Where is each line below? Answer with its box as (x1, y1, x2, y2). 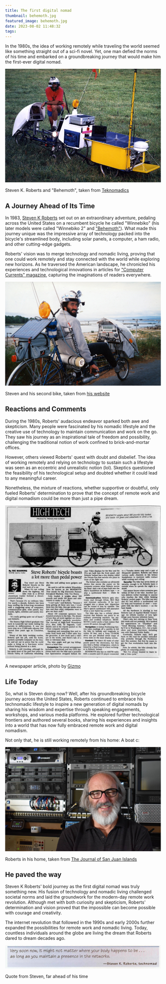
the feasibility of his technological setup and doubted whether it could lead (5, 470, 158, 476)
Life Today (5, 677, 38, 686)
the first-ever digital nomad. (5, 59, 62, 65)
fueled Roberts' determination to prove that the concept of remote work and (5, 490, 160, 496)
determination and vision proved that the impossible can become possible (5, 905, 156, 911)
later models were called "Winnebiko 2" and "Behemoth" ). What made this (5, 226, 157, 231)
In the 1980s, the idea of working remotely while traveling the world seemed (5, 43, 160, 49)
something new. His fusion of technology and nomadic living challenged (5, 889, 152, 895)
